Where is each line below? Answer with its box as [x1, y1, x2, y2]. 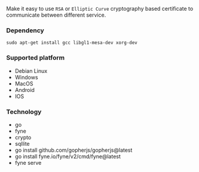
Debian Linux [14, 67, 48, 74]
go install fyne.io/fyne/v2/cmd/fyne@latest [14, 152, 121, 160]
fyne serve [14, 159, 42, 166]
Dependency [6, 26, 45, 35]
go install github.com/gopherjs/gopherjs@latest [14, 146, 133, 153]
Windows [14, 73, 38, 81]
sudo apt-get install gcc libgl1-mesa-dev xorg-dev [6, 40, 137, 46]
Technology [6, 107, 42, 116]
